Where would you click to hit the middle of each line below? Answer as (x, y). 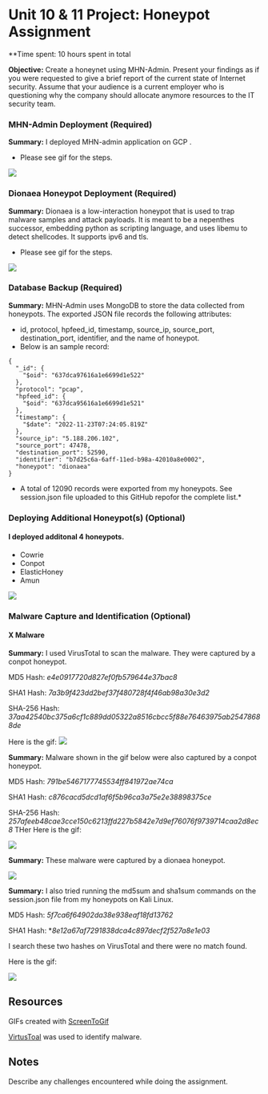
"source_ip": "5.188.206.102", (68, 438)
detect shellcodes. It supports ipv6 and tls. (79, 236)
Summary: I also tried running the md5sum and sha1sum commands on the (132, 891)
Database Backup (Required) (65, 288)
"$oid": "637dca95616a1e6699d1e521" (84, 403)
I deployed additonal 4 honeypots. (66, 537)
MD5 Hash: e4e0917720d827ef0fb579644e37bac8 (93, 677)
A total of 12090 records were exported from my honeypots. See (126, 488)
